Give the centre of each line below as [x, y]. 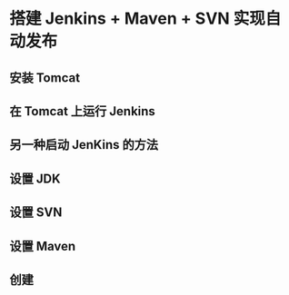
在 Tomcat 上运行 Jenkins [83, 111]
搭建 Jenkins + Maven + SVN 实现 [138, 19]
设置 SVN [36, 213]
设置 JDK [35, 178]
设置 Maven [43, 246]
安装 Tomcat [45, 78]
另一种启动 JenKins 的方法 [84, 145]
